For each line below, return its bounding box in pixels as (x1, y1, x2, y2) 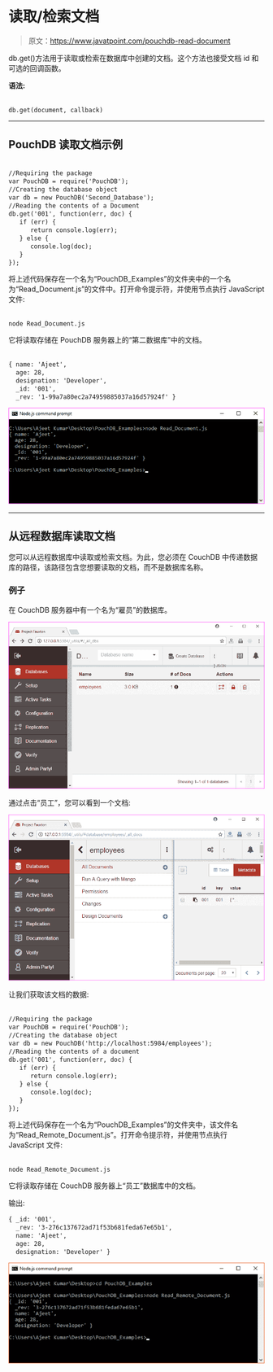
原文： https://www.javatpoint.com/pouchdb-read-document (28, 36, 231, 46)
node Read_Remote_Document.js (8, 1165, 111, 1173)
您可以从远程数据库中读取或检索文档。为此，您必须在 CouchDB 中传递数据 (8, 553, 258, 562)
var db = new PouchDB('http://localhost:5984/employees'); (8, 1039, 213, 1047)
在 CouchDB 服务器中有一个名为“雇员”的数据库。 (8, 605, 172, 614)
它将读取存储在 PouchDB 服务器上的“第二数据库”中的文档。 (8, 334, 207, 344)
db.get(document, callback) (8, 106, 104, 114)
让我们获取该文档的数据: (8, 990, 89, 999)
